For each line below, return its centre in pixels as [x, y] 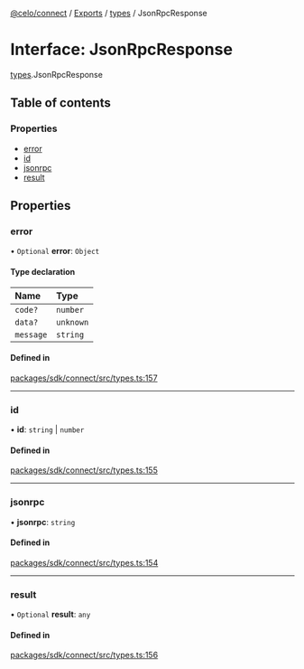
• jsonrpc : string [43, 522]
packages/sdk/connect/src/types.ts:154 [84, 562]
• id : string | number [47, 429]
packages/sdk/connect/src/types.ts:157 [84, 378]
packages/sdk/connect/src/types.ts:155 [84, 470]
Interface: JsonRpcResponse [122, 50]
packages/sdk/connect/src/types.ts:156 [84, 655]
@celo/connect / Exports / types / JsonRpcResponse [109, 13]
